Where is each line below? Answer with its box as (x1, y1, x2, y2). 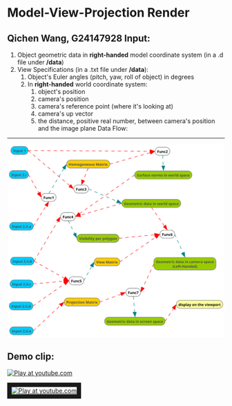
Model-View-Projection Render (7, 5, 190, 21)
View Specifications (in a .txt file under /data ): (17, 66, 148, 73)
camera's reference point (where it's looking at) (37, 102, 174, 110)
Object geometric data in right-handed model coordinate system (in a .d (17, 50, 224, 59)
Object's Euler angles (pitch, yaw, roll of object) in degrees (27, 73, 195, 81)
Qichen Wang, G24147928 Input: (7, 33, 151, 44)
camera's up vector (37, 109, 94, 118)
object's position (37, 88, 86, 95)
